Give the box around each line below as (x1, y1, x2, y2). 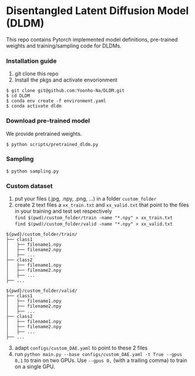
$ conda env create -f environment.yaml (6, 98, 107, 104)
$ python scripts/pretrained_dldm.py (6, 141, 99, 147)
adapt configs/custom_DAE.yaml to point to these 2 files (14, 344, 148, 351)
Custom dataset (6, 182, 53, 190)
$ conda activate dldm (6, 103, 62, 109)
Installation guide (6, 57, 57, 65)
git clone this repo (14, 70, 59, 77)
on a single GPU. (14, 363, 55, 370)
